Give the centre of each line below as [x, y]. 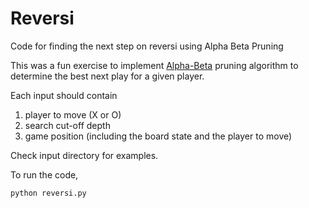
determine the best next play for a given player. [107, 76]
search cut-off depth [67, 125]
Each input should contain [64, 95]
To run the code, [44, 174]
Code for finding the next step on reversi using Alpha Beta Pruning [147, 46]
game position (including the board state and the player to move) [158, 136]
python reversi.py [48, 193]
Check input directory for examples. [84, 155]
